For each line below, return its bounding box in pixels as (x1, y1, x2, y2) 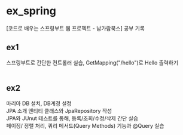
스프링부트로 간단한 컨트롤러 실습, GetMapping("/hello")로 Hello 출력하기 (6, 59, 178, 66)
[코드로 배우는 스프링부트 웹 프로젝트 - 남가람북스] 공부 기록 (6, 24, 145, 32)
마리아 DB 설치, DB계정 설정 (6, 100, 72, 107)
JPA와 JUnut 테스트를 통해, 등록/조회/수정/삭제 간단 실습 (6, 115, 139, 122)
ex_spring (6, 4, 57, 18)
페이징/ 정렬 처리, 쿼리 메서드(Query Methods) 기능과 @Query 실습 (6, 122, 164, 129)
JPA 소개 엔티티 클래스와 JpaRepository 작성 (6, 107, 112, 114)
